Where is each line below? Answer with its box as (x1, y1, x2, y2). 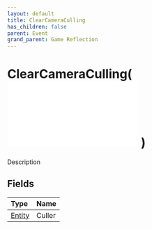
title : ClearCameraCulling (7, 17, 86, 24)
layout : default (7, 10, 54, 17)
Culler (36, 210, 56, 220)
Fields (7, 178, 35, 190)
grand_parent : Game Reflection (7, 36, 98, 43)
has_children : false (7, 23, 68, 30)
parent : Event (7, 29, 49, 37)
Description (7, 158, 40, 166)
